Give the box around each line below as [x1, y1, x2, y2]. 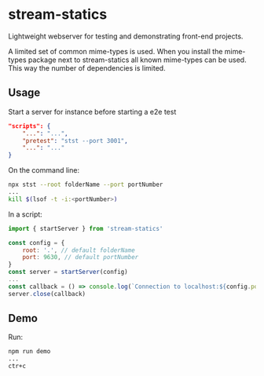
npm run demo [8, 348, 51, 356]
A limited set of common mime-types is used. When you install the [8, 46, 223, 56]
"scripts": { [8, 122, 51, 130]
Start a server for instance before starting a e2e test [8, 107, 177, 116]
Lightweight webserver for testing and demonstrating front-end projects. [8, 31, 244, 41]
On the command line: [8, 166, 80, 175]
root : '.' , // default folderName [22, 246, 135, 254]
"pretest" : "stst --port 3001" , [22, 137, 128, 144]
